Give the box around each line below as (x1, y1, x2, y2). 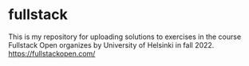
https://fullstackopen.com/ (8, 49, 96, 58)
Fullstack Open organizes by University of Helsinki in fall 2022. (8, 40, 215, 49)
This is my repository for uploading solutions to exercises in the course (8, 32, 242, 41)
